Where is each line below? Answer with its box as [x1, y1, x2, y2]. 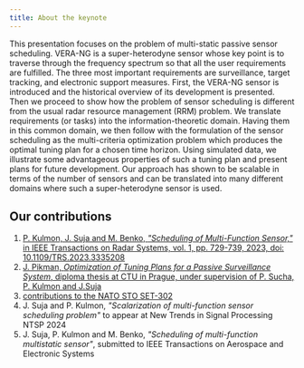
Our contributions [9, 209, 112, 225]
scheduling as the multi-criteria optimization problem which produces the [9, 134, 283, 145]
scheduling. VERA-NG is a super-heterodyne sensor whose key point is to [9, 47, 285, 59]
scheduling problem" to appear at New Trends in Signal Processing [22, 310, 273, 321]
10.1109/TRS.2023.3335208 [22, 252, 125, 263]
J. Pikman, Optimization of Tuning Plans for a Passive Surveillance [22, 262, 271, 273]
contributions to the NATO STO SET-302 [22, 291, 174, 302]
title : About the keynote [9, 13, 107, 23]
